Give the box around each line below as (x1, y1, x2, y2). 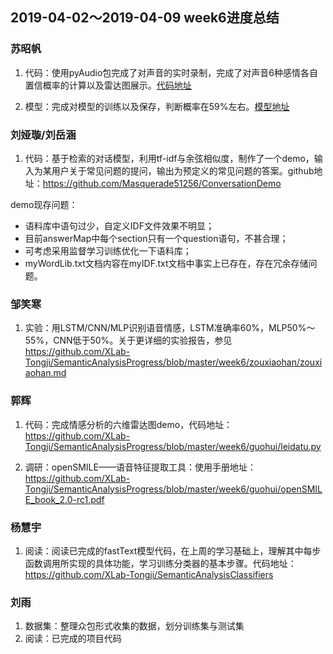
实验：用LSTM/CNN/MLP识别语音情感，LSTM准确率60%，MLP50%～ (24, 322, 316, 334)
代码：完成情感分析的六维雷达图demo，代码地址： (24, 418, 233, 430)
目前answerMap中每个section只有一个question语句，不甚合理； (24, 232, 289, 244)
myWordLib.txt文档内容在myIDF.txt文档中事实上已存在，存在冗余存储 (24, 257, 309, 269)
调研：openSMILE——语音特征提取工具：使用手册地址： (24, 461, 257, 473)
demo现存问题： (10, 198, 78, 210)
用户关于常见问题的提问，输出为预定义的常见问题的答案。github (51, 164, 315, 177)
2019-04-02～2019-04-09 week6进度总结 (10, 9, 280, 27)
